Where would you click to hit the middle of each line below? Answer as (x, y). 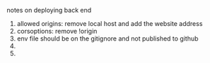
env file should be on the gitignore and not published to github (107, 38)
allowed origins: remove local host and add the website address (110, 23)
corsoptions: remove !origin (57, 31)
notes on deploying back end (49, 10)
